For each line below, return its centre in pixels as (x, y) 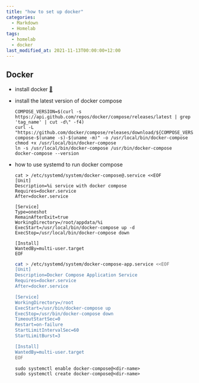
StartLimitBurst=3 (37, 336)
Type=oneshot (31, 212)
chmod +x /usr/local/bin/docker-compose (65, 143)
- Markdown (25, 23)
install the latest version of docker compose (68, 101)
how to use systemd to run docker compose (69, 164)
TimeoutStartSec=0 (37, 319)
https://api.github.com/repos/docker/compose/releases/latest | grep (103, 117)
